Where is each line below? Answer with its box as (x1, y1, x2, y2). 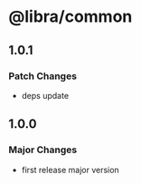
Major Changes (8, 143, 78, 156)
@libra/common (8, 6, 133, 27)
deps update (21, 90, 70, 101)
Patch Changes (8, 70, 78, 82)
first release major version (21, 164, 119, 175)
